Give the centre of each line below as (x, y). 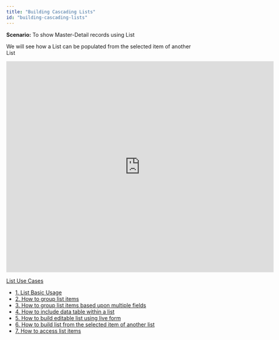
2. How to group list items (47, 298)
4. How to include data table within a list (65, 312)
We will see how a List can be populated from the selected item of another (99, 46)
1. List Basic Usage (38, 292)
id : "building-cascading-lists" (47, 17)
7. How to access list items (48, 331)
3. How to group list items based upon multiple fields (81, 305)
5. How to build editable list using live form (68, 318)
